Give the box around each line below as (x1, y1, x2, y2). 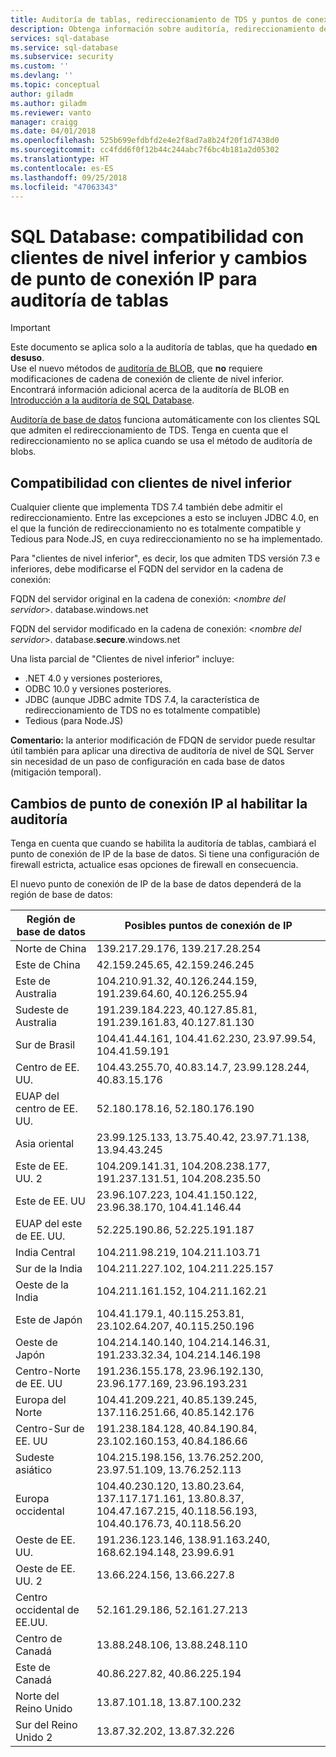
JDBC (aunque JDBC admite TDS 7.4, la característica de (24, 694, 260, 706)
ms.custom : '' (10, 61, 70, 71)
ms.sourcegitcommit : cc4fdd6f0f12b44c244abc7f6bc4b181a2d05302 (10, 145, 280, 155)
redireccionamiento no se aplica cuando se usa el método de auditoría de (10, 435, 313, 447)
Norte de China (15, 941, 87, 955)
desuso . (10, 352, 45, 364)
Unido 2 (15, 1730, 53, 1744)
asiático (15, 1462, 53, 1476)
